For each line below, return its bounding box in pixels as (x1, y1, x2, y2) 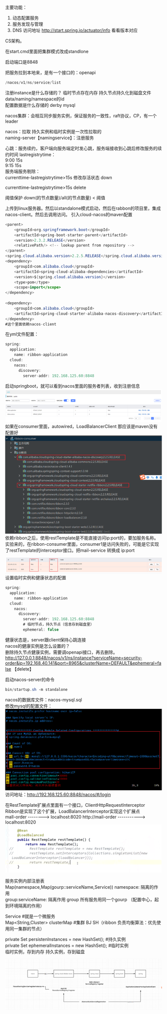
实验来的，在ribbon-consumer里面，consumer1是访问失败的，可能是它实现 (5, 541, 159, 547)
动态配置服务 (12, 15, 39, 21)
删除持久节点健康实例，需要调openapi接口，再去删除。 (5, 649, 118, 655)
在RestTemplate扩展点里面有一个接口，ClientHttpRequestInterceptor (5, 802, 146, 808)
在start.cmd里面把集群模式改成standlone (5, 49, 88, 54)
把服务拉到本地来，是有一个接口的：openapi (5, 70, 96, 76)
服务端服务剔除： (5, 168, 40, 174)
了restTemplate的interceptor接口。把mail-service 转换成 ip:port (5, 547, 135, 553)
